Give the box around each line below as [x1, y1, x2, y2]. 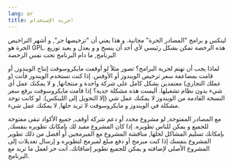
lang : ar [8, 10, 33, 17]
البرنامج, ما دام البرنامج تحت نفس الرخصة [8, 50, 116, 59]
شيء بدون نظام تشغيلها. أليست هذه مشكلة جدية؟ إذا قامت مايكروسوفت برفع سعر [8, 86, 223, 95]
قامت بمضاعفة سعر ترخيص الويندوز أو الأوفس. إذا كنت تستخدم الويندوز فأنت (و [8, 71, 213, 80]
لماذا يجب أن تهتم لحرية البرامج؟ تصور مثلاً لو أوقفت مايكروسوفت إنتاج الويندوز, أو [8, 64, 220, 72]
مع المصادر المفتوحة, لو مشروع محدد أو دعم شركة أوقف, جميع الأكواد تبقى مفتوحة [8, 114, 222, 122]
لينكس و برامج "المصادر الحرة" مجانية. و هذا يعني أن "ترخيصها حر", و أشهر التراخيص [8, 35, 226, 44]
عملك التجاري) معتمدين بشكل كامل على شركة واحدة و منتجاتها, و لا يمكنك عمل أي [8, 79, 222, 87]
